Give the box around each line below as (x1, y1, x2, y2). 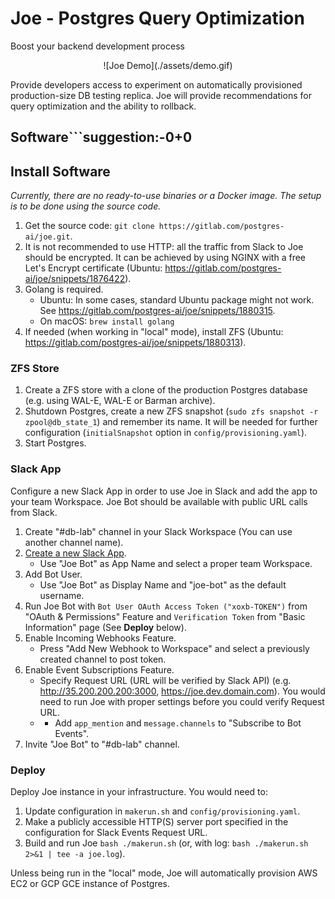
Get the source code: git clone (24, 220, 155, 232)
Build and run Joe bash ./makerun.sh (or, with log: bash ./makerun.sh (24, 837, 309, 849)
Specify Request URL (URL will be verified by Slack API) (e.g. (39, 674, 292, 686)
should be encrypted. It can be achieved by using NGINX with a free (24, 252, 306, 264)
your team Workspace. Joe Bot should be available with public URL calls (10, 495, 308, 507)
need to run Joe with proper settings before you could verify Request (39, 695, 325, 707)
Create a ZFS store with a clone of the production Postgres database (24, 384, 308, 396)
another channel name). (24, 536, 124, 548)
